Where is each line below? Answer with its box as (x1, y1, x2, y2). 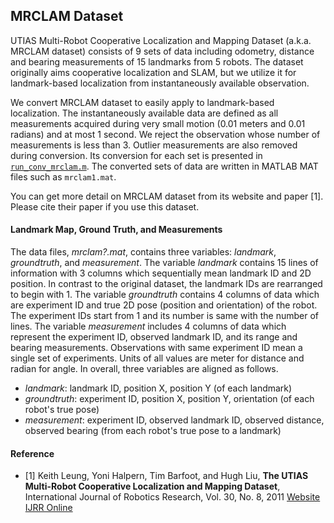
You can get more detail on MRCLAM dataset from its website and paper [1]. (10, 190, 324, 202)
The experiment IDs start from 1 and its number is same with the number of (10, 310, 320, 322)
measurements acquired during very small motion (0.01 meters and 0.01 (10, 117, 306, 129)
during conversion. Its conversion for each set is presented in (10, 149, 263, 161)
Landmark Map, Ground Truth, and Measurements (10, 224, 223, 236)
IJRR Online (24, 502, 73, 514)
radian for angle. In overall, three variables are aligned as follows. (10, 363, 279, 375)
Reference (10, 447, 55, 459)
